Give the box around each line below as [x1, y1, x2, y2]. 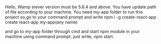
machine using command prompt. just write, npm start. [5, 33, 115, 39]
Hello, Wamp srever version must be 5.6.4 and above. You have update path [5, 4, 156, 10]
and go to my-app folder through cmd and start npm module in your [5, 29, 140, 34]
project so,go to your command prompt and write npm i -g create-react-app [5, 14, 156, 20]
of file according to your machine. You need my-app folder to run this [5, 9, 143, 15]
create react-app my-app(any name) [5, 19, 78, 25]
